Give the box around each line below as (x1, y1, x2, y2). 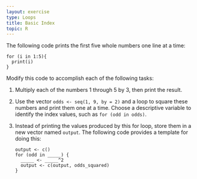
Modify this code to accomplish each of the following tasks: (6, 74, 154, 82)
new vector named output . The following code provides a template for (14, 129, 188, 136)
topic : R (6, 25, 28, 32)
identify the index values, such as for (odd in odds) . (14, 111, 147, 118)
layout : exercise (6, 8, 50, 15)
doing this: (14, 135, 41, 142)
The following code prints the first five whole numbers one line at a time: (6, 42, 186, 49)
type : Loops (6, 14, 36, 20)
